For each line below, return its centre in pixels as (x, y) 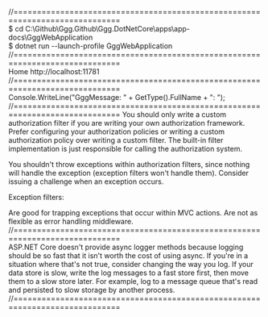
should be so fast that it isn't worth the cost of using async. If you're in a (128, 256)
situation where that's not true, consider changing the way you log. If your (131, 264)
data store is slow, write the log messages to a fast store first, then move (129, 273)
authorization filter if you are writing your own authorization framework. (127, 123)
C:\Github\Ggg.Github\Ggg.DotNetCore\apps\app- (108, 29)
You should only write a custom (174, 115)
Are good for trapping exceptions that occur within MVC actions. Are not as (133, 213)
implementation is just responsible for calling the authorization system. (126, 149)
